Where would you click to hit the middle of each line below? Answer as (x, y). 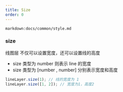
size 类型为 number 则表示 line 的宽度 (52, 63)
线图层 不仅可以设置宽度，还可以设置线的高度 (53, 53)
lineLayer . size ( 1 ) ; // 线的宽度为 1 (42, 79)
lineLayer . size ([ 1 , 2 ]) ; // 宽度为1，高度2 (50, 84)
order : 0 (14, 15)
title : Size (18, 10)
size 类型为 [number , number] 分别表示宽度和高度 (65, 70)
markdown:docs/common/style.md (38, 28)
